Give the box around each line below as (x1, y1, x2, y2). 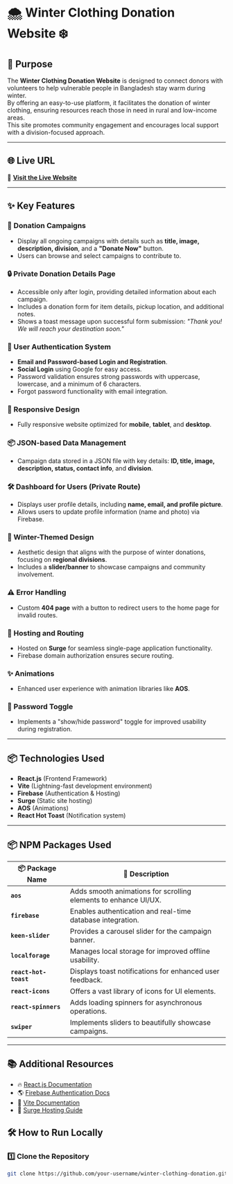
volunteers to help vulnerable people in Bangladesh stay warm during (7, 84, 206, 92)
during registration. (17, 725, 73, 733)
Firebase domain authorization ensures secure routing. (17, 651, 174, 660)
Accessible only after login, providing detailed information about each (17, 287, 216, 295)
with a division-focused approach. (7, 129, 105, 136)
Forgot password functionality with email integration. (17, 387, 168, 396)
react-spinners (10, 1003, 61, 1011)
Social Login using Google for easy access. (17, 365, 142, 373)
